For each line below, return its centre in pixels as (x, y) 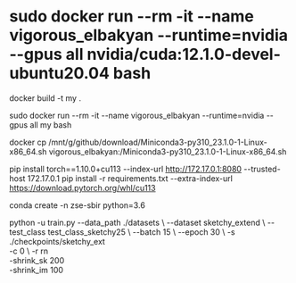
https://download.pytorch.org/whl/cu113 (82, 187)
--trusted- (262, 169)
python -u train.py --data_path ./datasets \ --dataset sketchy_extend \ (137, 222)
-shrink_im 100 (37, 270)
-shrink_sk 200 (37, 260)
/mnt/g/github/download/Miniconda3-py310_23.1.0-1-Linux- (158, 142)
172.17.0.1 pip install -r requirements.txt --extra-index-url (130, 178)
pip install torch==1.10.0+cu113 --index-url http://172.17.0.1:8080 (126, 169)
